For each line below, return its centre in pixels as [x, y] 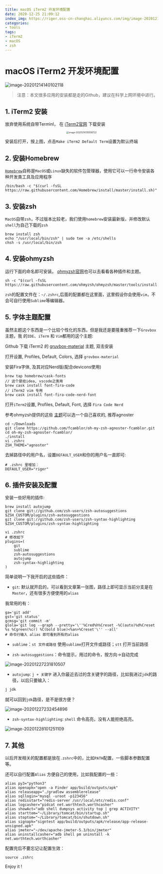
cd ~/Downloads [20, 424]
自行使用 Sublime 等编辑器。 [40, 300]
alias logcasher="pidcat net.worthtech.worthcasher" [59, 805]
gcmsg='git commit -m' [28, 621]
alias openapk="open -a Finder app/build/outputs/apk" [62, 788]
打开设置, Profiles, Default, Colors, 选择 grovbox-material [62, 356]
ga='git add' [18, 613]
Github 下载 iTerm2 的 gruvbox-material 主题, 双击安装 [59, 346]
